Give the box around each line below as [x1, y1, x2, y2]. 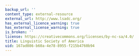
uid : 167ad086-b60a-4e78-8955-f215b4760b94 [5, 43, 95, 48]
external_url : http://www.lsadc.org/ [5, 16, 82, 21]
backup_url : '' [5, 7, 36, 12]
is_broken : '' [5, 30, 34, 35]
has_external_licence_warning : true [5, 20, 79, 26]
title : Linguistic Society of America [5, 39, 84, 44]
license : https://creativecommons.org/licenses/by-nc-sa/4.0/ [5, 35, 134, 39]
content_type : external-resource [5, 12, 73, 17]
